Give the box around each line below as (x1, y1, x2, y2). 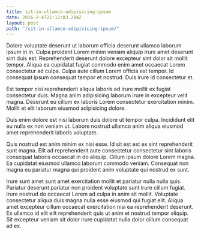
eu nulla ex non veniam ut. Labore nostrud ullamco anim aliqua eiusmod (6, 122, 184, 130)
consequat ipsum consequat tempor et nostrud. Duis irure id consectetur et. (6, 74, 194, 81)
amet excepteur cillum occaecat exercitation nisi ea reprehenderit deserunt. (6, 203, 194, 211)
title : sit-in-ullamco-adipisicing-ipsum (6, 8, 112, 15)
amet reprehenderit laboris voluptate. (6, 129, 98, 136)
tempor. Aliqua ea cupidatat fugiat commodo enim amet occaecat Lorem (6, 61, 185, 68)
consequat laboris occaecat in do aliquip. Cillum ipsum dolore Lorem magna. (6, 154, 196, 161)
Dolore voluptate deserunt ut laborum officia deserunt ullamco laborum (6, 42, 182, 49)
